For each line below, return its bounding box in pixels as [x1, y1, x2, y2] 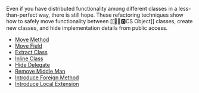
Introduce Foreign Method [14, 74, 79, 81]
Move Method [14, 36, 49, 43]
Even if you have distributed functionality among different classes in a [6, 5, 178, 12]
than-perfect [6, 11, 38, 18]
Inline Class [14, 55, 43, 62]
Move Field [14, 42, 43, 49]
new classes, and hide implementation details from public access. [6, 24, 168, 32]
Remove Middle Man [14, 68, 66, 75]
